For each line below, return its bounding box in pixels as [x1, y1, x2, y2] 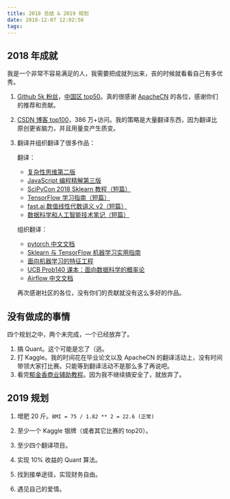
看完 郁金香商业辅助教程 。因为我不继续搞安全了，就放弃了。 [16, 371, 186, 378]
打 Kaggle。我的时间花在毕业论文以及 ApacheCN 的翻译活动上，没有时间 [16, 354, 223, 361]
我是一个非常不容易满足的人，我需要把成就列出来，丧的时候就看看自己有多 [7, 69, 217, 77]
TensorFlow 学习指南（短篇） [27, 193, 111, 202]
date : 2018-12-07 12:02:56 [7, 16, 84, 23]
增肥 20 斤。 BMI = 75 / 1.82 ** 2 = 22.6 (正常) [16, 412, 155, 420]
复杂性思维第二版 [27, 168, 76, 176]
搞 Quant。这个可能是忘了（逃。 [16, 345, 108, 353]
